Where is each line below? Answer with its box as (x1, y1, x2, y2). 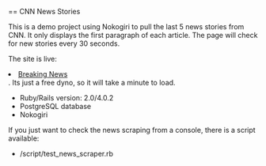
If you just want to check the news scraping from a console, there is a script (8, 126, 256, 134)
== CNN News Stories (8, 7, 81, 16)
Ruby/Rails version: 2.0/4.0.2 (19, 93, 114, 102)
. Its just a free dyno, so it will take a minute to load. (8, 78, 176, 87)
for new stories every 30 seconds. (8, 39, 120, 48)
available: (8, 134, 40, 143)
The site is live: (8, 55, 58, 63)
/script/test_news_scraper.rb (19, 149, 113, 158)
